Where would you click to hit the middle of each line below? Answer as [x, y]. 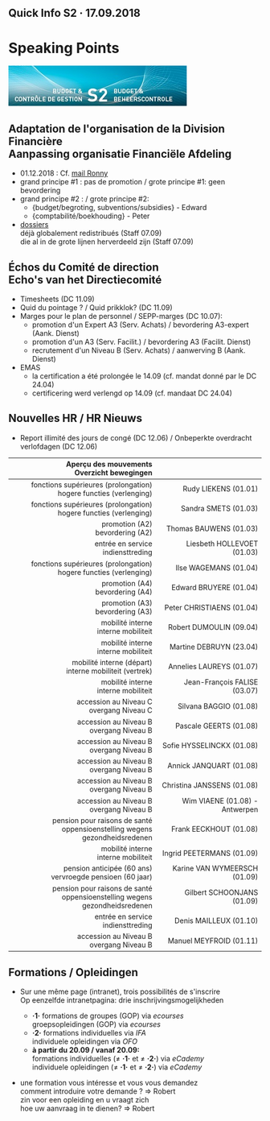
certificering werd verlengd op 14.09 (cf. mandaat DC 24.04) [132, 393]
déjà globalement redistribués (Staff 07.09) [91, 234]
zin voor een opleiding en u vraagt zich [84, 1100]
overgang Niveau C [121, 710]
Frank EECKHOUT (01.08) [215, 829]
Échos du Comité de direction [84, 267]
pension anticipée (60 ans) [108, 868]
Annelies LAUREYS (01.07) [213, 667]
